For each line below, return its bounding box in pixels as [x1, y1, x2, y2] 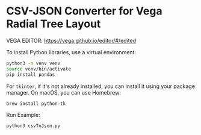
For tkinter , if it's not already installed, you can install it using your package [6, 83, 196, 90]
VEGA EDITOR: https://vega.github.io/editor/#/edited [6, 37, 137, 44]
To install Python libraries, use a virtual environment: [6, 48, 137, 55]
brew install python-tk [6, 101, 66, 107]
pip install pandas [6, 71, 55, 78]
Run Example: [6, 111, 40, 119]
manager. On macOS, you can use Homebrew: [6, 89, 122, 96]
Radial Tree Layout [6, 17, 101, 31]
